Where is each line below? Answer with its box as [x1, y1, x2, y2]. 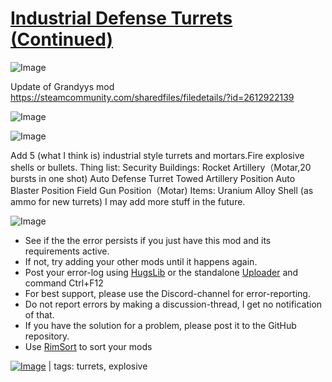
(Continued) [10, 28, 113, 51]
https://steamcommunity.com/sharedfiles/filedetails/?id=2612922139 [10, 91, 295, 103]
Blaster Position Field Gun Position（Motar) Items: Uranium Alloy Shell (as [10, 184, 314, 196]
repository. [24, 330, 70, 342]
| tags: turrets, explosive [48, 360, 148, 372]
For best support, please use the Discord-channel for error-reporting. [24, 287, 311, 299]
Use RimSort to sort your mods [24, 340, 153, 352]
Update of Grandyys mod [10, 80, 115, 92]
